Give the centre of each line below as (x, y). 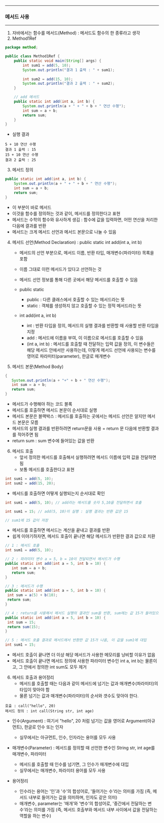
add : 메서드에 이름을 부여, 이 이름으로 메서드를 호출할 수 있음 (85, 338)
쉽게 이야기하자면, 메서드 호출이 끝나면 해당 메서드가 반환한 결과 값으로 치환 (84, 536)
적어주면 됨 (28, 435)
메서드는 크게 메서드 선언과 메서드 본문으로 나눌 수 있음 (64, 232)
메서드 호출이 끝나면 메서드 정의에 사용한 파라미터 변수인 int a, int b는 (78, 661)
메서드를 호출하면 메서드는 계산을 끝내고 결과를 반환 (61, 530)
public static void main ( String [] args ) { (58, 61)
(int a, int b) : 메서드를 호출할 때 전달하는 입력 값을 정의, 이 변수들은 (91, 344)
